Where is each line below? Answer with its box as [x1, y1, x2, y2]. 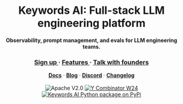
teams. [82, 43, 101, 50]
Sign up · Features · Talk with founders [34, 58, 149, 66]
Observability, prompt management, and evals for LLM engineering [5, 37, 178, 44]
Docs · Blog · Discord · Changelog [48, 72, 135, 79]
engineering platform [37, 16, 146, 30]
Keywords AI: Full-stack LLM [18, 4, 165, 17]
